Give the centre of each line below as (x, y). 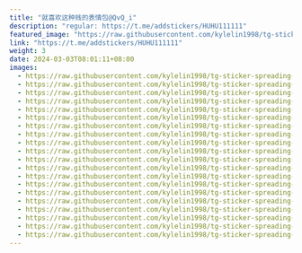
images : (24, 68)
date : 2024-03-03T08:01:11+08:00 (72, 59)
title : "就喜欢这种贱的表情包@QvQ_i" (73, 17)
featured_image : (40, 34)
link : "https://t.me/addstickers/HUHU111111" (96, 43)
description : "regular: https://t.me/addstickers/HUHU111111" (128, 26)
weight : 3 (28, 51)
